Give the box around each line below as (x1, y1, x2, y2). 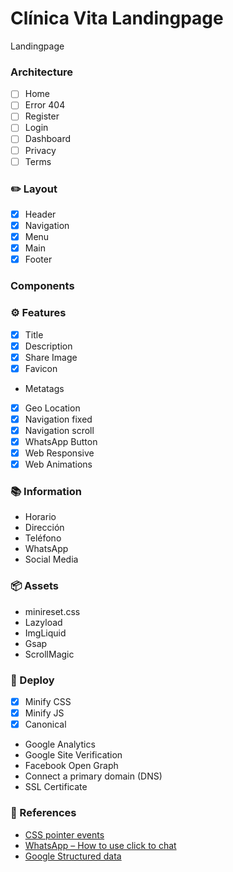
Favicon (24, 362, 58, 374)
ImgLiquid (24, 627, 67, 639)
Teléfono (24, 532, 62, 544)
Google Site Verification (24, 749, 123, 761)
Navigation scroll (24, 424, 95, 436)
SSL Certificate (24, 781, 88, 793)
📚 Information (10, 485, 82, 499)
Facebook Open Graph (24, 760, 119, 772)
